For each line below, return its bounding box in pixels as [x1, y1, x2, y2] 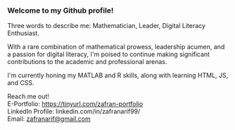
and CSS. [7, 79, 34, 87]
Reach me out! [7, 92, 49, 100]
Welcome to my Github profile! [7, 6, 114, 15]
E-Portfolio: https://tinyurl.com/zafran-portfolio [7, 100, 144, 108]
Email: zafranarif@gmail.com [7, 115, 91, 123]
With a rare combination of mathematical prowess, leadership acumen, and [7, 43, 225, 51]
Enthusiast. [7, 29, 40, 37]
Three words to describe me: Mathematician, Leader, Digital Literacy [7, 22, 206, 30]
